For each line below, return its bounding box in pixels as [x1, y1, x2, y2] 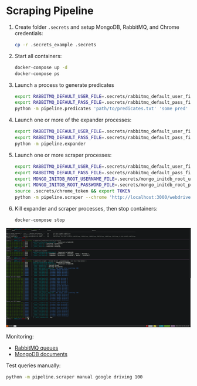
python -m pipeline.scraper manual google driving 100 [6, 374, 143, 380]
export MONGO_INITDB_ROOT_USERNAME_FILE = [14, 176, 118, 182]
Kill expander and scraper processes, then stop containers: [14, 205, 158, 212]
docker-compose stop [14, 217, 65, 224]
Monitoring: [6, 333, 34, 340]
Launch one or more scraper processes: [14, 151, 112, 158]
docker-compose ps [14, 70, 60, 77]
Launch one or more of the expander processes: [14, 116, 132, 124]
